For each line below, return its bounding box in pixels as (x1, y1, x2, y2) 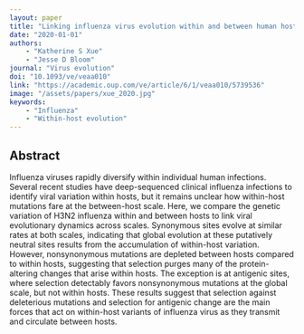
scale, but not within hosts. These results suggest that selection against (9, 287, 277, 298)
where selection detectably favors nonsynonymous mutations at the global (9, 277, 288, 288)
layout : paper (9, 13, 63, 23)
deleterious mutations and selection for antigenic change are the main (9, 296, 271, 308)
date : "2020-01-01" (9, 30, 83, 39)
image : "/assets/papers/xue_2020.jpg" (9, 89, 156, 98)
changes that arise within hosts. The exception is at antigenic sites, (39, 268, 290, 279)
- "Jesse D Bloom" (25, 55, 95, 64)
